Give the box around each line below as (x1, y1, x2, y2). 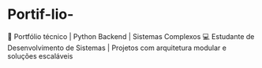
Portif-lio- (7, 5, 74, 23)
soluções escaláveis (7, 51, 73, 60)
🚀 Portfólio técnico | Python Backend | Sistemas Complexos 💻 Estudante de (7, 31, 255, 41)
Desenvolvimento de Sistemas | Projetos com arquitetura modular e (7, 43, 226, 52)
